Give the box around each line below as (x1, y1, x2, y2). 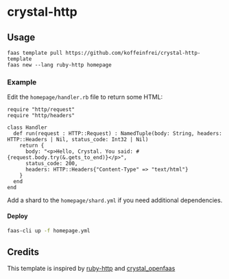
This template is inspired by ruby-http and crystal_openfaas (7, 265, 176, 273)
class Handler (7, 124, 48, 131)
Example (7, 77, 37, 86)
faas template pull (7, 49, 63, 56)
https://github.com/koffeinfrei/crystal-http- (65, 49, 201, 56)
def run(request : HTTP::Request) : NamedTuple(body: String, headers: (13, 130, 223, 137)
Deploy (7, 212, 28, 220)
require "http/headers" (7, 112, 75, 119)
